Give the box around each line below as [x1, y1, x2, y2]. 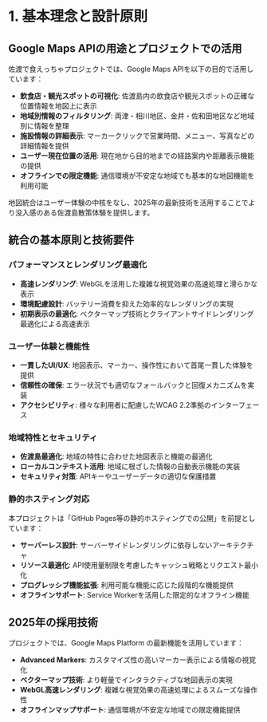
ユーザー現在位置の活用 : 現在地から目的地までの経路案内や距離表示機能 [19, 151, 255, 160]
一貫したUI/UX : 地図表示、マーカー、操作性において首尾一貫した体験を [19, 360, 253, 369]
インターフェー [210, 400, 260, 409]
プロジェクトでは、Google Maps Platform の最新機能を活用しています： [8, 638, 245, 648]
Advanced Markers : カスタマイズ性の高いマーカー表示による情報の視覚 [19, 655, 257, 665]
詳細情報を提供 [19, 141, 69, 150]
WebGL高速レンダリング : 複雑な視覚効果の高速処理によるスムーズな [19, 685, 245, 695]
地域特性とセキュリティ [8, 432, 98, 443]
